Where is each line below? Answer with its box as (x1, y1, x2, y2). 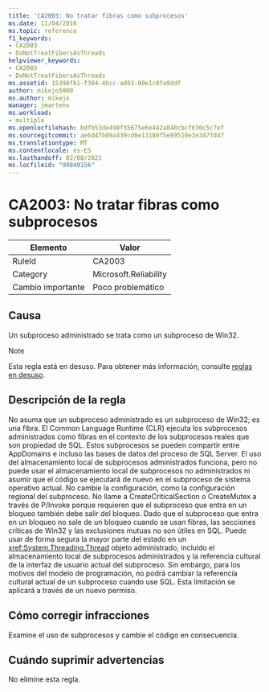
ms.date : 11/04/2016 (8, 19, 78, 27)
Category (12, 268, 48, 280)
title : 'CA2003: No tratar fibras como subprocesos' (8, 11, 189, 20)
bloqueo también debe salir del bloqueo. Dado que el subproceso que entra (8, 508, 259, 518)
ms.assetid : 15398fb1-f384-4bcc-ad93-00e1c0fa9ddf (8, 79, 181, 87)
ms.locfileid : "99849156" (8, 162, 95, 170)
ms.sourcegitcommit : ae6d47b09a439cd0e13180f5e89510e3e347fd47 (8, 131, 225, 139)
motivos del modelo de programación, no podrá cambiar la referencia (8, 568, 238, 578)
